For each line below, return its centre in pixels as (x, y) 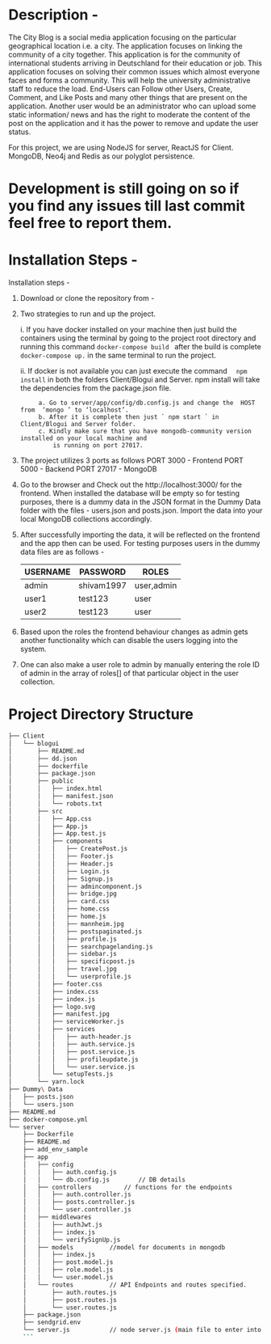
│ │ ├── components (56, 841)
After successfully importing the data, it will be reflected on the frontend (140, 535)
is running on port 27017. (98, 446)
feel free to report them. (90, 223)
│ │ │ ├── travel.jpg (63, 969)
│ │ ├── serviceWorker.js (67, 1022)
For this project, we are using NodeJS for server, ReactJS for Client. (121, 147)
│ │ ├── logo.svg (52, 1007)
